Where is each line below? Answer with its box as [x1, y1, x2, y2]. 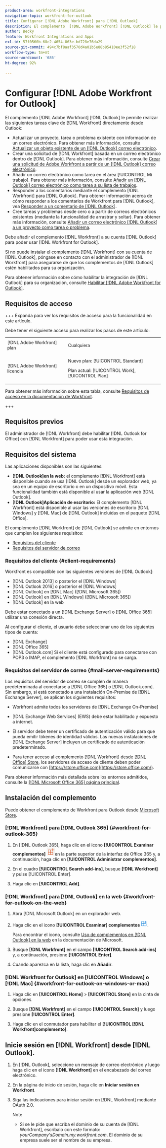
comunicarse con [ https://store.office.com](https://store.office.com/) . [12, 764, 155, 770]
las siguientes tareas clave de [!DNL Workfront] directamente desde [5, 120, 143, 126]
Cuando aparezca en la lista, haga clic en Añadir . [12, 961, 113, 968]
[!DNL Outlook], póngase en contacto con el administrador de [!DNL [5, 254, 144, 260]
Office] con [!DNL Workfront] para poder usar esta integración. [5, 436, 133, 442]
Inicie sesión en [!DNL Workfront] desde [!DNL [5, 1041, 151, 1049]
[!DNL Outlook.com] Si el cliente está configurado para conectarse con [12, 649, 157, 655]
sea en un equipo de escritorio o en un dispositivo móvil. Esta [12, 484, 137, 490]
